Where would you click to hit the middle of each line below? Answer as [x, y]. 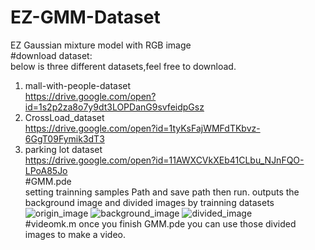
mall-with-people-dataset [78, 85]
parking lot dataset [63, 149]
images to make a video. [75, 234]
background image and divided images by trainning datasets [149, 202]
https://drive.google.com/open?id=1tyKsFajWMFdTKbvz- [142, 128]
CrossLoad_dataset [64, 117]
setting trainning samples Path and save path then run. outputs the [162, 192]
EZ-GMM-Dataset [85, 17]
